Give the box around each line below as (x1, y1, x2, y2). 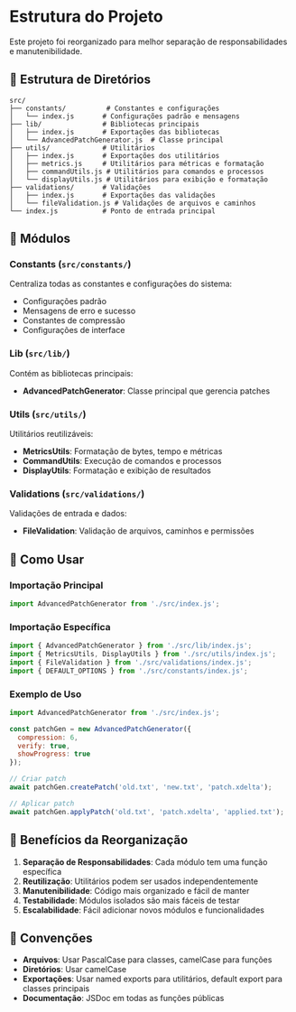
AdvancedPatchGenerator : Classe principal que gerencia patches (22, 385, 271, 396)
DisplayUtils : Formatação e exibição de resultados (22, 465, 212, 476)
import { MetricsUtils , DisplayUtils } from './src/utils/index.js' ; (9, 650, 277, 659)
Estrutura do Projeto (9, 6, 164, 27)
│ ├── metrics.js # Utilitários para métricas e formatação (9, 159, 264, 168)
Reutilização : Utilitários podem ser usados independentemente (22, 876, 259, 887)
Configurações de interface (22, 325, 125, 336)
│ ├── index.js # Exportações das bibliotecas (9, 127, 220, 136)
